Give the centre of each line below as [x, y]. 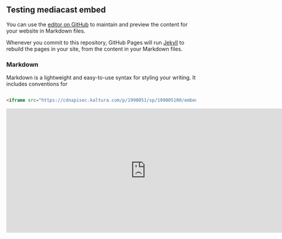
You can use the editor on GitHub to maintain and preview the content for [97, 24]
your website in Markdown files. [46, 31]
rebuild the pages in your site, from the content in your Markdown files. [94, 49]
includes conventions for [37, 84]
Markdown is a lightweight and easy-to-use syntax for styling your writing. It [101, 78]
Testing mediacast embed [56, 10]
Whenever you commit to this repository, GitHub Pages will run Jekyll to [96, 42]
